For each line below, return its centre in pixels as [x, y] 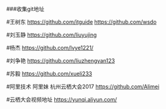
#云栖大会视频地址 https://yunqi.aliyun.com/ [62, 100]
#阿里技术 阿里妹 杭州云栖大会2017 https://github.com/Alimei [83, 86]
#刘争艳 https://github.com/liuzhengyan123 [61, 61]
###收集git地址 [25, 9]
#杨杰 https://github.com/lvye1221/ [50, 48]
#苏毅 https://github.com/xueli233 [49, 74]
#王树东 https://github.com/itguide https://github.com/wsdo [81, 22]
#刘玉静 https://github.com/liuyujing [52, 35]
